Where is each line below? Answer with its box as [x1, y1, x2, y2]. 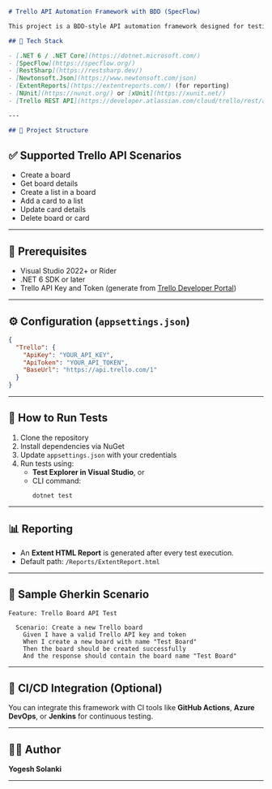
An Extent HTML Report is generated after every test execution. [19, 548, 235, 558]
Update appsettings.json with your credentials [19, 450, 177, 459]
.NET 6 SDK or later [19, 274, 86, 284]
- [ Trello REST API [8, 97, 74, 105]
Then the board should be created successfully [23, 645, 186, 653]
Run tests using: [19, 459, 74, 468]
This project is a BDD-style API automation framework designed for [8, 22, 244, 30]
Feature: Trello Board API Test [8, 609, 117, 617]
